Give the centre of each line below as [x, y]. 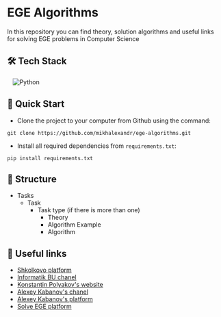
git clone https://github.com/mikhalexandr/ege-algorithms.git [99, 133]
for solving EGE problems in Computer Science [73, 38]
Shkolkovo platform [44, 270]
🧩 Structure [32, 179]
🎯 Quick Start [36, 104]
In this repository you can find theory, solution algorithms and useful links [110, 31]
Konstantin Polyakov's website [60, 285]
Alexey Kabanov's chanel [53, 292]
